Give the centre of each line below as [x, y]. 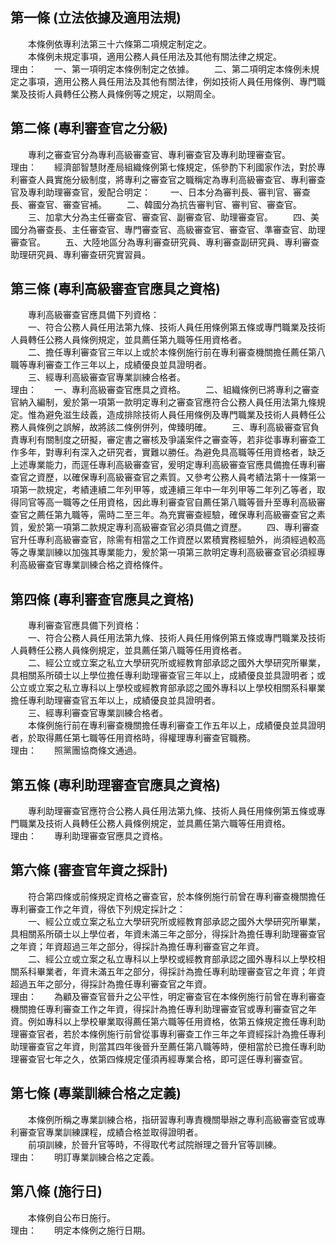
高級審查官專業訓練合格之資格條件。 [93, 565]
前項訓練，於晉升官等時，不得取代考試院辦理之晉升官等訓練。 [154, 1144]
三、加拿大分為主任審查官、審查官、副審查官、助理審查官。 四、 [169, 217]
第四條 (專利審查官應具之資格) [102, 599]
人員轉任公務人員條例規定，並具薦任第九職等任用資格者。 [128, 340]
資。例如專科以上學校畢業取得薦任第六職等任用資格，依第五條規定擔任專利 [163, 1021]
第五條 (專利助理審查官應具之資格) [115, 784]
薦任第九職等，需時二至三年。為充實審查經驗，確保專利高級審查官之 [176, 515]
